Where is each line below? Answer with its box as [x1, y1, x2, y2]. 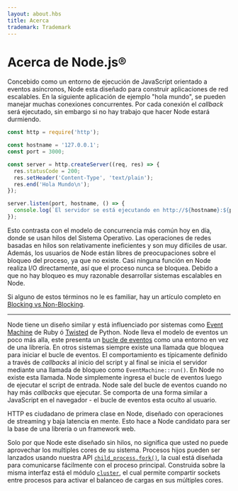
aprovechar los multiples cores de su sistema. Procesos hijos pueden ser [7, 446, 221, 454]
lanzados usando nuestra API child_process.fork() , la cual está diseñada [7, 453, 223, 461]
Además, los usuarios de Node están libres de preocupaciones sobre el [7, 249, 216, 257]
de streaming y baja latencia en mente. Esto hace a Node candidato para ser [7, 417, 230, 425]
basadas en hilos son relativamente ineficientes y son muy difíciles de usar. [7, 241, 227, 249]
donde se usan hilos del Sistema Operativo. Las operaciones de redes [7, 233, 211, 242]
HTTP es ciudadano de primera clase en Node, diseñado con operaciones [7, 409, 224, 418]
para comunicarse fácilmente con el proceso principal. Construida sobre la [7, 461, 225, 469]
